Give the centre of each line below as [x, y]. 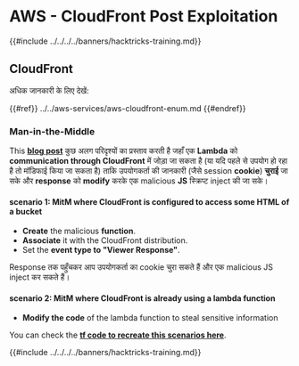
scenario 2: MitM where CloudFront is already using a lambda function [142, 298]
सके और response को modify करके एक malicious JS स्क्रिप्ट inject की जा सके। [139, 181]
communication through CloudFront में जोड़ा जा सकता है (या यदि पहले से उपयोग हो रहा [149, 161]
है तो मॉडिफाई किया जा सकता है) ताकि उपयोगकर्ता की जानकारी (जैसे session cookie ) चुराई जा [149, 171]
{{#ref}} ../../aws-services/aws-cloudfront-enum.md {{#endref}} [128, 108]
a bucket [26, 211]
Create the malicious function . [79, 231]
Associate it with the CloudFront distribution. [105, 240]
